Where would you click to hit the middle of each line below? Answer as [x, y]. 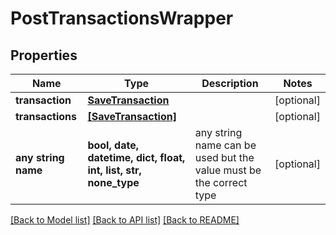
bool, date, [113, 145]
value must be [228, 170]
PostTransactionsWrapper [122, 18]
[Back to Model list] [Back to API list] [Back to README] [125, 220]
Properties [44, 55]
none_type [113, 182]
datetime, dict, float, [136, 157]
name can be [225, 145]
